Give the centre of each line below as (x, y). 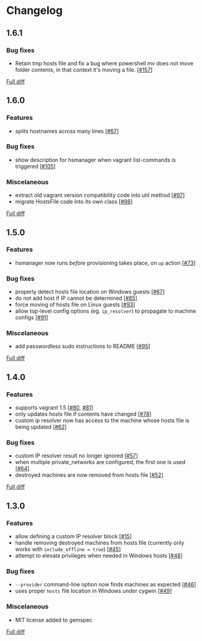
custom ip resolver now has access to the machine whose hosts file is (102, 420)
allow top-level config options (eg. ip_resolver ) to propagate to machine (106, 311)
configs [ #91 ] (31, 317)
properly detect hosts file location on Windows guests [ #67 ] (90, 292)
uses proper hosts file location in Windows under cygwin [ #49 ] (93, 591)
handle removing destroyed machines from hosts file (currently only (99, 543)
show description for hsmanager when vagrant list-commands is (96, 160)
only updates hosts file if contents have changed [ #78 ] (83, 414)
